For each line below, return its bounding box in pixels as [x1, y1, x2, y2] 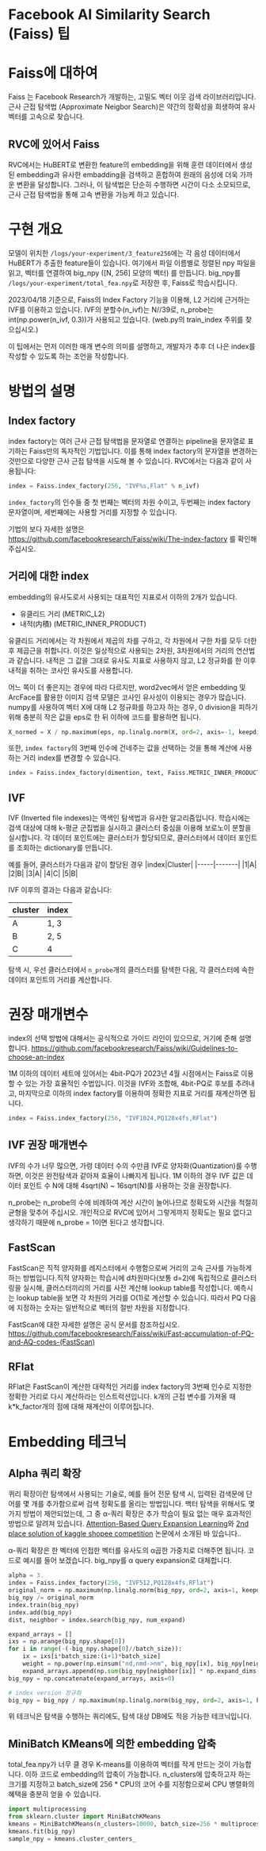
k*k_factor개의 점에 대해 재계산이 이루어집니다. [8, 1402, 154, 1411]
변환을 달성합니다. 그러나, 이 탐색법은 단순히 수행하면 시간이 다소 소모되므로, [16, 179, 251, 189]
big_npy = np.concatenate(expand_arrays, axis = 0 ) [8, 1674, 176, 1683]
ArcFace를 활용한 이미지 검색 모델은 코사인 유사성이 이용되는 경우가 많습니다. [8, 692, 247, 702]
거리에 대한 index [8, 569, 89, 583]
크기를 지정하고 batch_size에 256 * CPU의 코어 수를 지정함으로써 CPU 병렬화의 [8, 1780, 255, 1789]
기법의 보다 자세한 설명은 [8, 524, 85, 534]
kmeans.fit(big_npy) [8, 1827, 77, 1835]
